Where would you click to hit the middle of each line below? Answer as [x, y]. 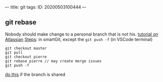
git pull [14, 52]
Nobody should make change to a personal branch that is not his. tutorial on [81, 34]
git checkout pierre [26, 57]
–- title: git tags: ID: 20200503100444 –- [46, 7]
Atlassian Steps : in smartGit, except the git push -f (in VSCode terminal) [79, 39]
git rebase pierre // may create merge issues [53, 61]
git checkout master [26, 48]
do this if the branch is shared [35, 74]
